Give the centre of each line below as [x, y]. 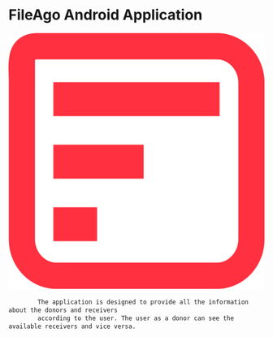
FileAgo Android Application [106, 15]
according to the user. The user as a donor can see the [136, 318]
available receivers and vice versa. [72, 326]
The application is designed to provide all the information [143, 302]
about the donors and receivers [63, 310]
